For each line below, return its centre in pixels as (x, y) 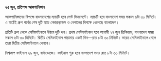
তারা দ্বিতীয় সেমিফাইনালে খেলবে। (28, 43)
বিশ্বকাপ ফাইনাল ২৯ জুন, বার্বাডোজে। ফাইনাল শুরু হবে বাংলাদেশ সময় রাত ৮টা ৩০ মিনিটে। (68, 53)
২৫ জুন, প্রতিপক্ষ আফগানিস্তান (25, 7)
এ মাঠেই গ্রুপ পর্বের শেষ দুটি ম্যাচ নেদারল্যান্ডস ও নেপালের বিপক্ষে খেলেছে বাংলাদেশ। (62, 22)
